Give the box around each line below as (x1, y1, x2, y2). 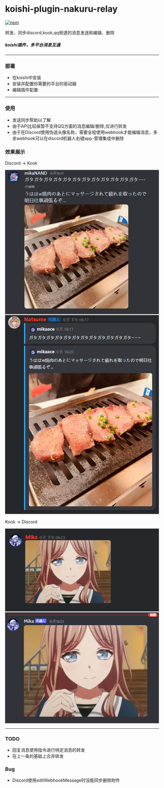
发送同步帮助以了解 (12, 117, 51, 123)
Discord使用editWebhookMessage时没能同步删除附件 (12, 777, 121, 783)
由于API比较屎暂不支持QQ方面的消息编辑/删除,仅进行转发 (12, 123, 127, 129)
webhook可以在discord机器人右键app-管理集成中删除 (16, 135, 124, 141)
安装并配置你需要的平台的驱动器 (12, 81, 77, 87)
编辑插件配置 (12, 87, 38, 93)
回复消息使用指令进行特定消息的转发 (12, 747, 85, 753)
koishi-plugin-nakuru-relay (5, 3, 118, 15)
